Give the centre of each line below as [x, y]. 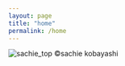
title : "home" [32, 23]
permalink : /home [37, 31]
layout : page [30, 16]
